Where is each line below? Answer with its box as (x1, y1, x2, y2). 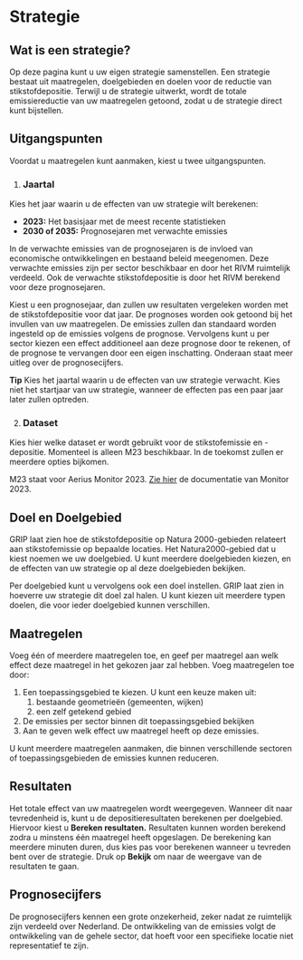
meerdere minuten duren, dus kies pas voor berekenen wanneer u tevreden (9, 841, 291, 852)
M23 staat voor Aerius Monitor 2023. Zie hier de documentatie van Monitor (9, 474, 289, 485)
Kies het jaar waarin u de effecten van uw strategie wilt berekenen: (9, 199, 259, 209)
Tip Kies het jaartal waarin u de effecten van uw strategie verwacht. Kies (9, 374, 280, 386)
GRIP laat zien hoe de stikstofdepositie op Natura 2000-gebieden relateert (9, 534, 287, 545)
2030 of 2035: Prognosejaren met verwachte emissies (22, 226, 228, 237)
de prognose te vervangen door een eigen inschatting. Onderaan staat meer (9, 347, 294, 359)
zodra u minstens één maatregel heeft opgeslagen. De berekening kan (9, 831, 271, 842)
